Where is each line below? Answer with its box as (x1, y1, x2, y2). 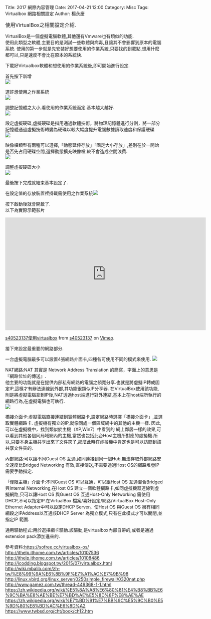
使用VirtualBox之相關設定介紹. (5, 22, 76, 29)
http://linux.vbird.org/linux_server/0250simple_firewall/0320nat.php (5, 576, 145, 582)
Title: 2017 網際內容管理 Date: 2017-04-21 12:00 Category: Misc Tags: (5, 5, 149, 10)
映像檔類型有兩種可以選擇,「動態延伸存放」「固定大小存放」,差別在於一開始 (5, 142, 159, 148)
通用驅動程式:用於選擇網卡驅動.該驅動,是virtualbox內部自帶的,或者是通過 (5, 527, 154, 533)
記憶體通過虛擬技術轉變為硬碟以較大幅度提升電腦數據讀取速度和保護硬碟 (5, 127, 154, 132)
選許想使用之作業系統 (5, 89, 49, 95)
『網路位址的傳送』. (5, 373, 47, 379)
